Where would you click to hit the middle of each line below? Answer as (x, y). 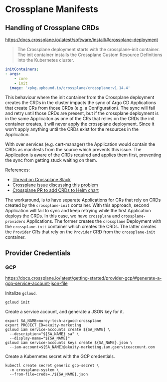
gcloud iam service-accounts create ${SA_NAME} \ (58, 330)
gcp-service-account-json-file (37, 283)
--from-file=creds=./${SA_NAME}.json (49, 374)
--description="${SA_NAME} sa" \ (44, 334)
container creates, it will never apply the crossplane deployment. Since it (80, 124)
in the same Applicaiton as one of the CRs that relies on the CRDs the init (80, 119)
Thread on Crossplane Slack (41, 180)
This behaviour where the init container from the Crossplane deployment (80, 97)
